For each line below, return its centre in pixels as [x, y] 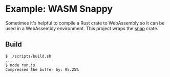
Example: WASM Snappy [59, 9]
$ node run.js [20, 65]
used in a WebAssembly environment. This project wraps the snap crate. [82, 28]
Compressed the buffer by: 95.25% [42, 69]
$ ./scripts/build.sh [28, 56]
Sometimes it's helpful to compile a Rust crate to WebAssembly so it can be [85, 23]
